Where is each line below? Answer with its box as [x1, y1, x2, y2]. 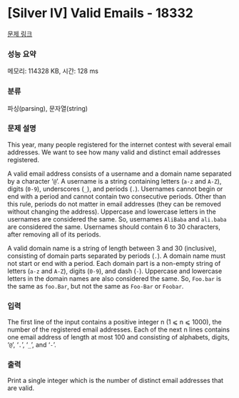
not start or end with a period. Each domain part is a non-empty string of [7, 259, 221, 267]
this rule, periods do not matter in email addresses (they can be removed [7, 199, 221, 208]
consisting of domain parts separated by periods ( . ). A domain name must [7, 252, 226, 260]
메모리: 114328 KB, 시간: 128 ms [7, 66, 98, 76]
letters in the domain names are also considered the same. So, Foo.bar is [7, 274, 222, 283]
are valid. [7, 384, 35, 392]
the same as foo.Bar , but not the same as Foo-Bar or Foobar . [7, 282, 184, 290]
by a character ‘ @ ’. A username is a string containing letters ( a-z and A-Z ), [7, 176, 222, 185]
